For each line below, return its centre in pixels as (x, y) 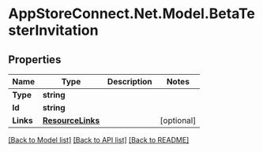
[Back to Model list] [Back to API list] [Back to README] (99, 140)
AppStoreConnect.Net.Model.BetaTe (131, 14)
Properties (35, 59)
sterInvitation (53, 30)
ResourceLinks (71, 120)
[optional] (178, 120)
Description (130, 82)
